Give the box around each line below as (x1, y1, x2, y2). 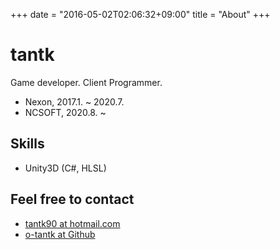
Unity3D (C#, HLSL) (24, 162, 107, 174)
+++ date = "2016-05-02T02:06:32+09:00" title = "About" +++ (10, 9, 271, 20)
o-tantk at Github (24, 228, 96, 240)
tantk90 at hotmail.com (24, 217, 121, 229)
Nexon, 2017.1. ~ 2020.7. (24, 95, 125, 108)
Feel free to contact (10, 191, 135, 208)
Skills (10, 135, 45, 153)
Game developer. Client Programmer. (10, 76, 163, 88)
